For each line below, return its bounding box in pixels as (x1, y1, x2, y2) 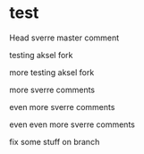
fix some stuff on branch (9, 136, 100, 147)
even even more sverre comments (9, 119, 136, 130)
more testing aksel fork (9, 66, 95, 78)
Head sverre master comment (9, 32, 120, 43)
